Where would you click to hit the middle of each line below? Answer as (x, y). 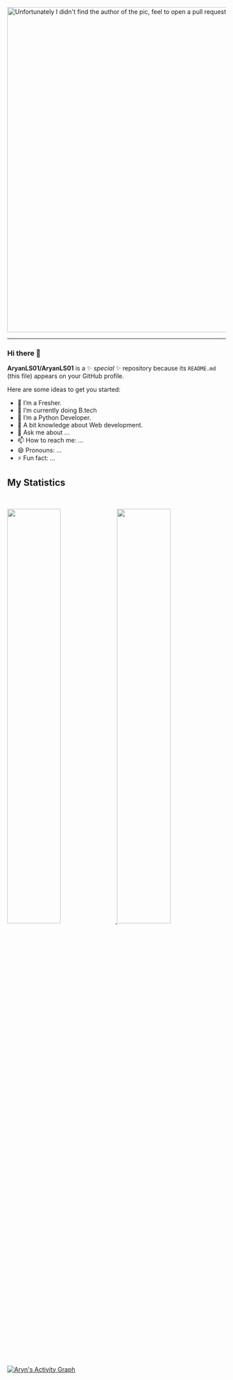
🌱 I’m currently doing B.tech (57, 410)
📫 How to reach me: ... (50, 441)
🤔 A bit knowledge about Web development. (80, 425)
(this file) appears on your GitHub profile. (66, 376)
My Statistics (36, 483)
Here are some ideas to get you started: (64, 390)
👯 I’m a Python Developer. (54, 418)
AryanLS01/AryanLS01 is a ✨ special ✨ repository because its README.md (112, 368)
